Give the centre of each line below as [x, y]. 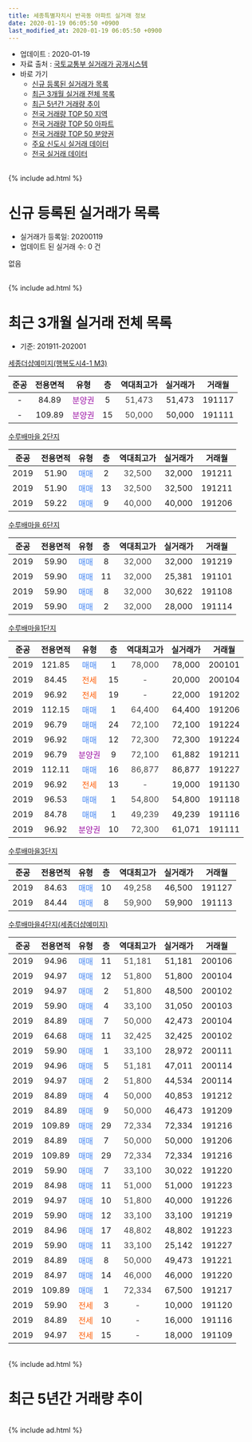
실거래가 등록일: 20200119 [61, 237]
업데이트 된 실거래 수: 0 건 [60, 247]
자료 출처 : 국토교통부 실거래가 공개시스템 [84, 64]
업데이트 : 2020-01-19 [55, 54]
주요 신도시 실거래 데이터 [70, 144]
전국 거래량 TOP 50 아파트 [73, 124]
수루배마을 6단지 [34, 525]
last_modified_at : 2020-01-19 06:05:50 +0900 [85, 30]
